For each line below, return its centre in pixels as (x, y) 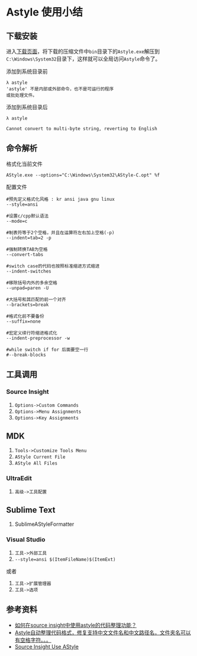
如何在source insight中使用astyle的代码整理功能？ (76, 625)
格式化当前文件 (24, 163)
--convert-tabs (25, 254)
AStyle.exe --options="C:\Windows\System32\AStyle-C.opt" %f (83, 175)
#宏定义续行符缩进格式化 (32, 333)
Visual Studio (26, 540)
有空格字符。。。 (33, 640)
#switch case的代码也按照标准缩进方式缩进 (53, 266)
